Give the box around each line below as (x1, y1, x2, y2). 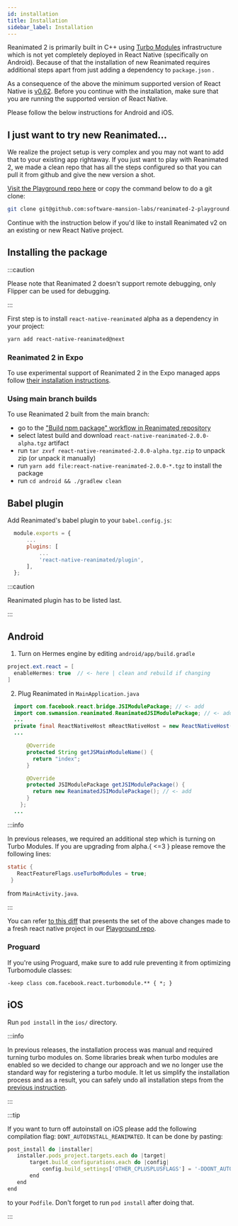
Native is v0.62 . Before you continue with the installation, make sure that (7, 87, 219, 96)
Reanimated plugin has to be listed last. (7, 596, 122, 605)
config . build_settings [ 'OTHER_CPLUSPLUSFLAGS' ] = (42, 1166, 192, 1173)
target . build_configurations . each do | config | (29, 1159, 170, 1166)
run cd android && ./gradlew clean (17, 477, 122, 485)
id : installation (7, 10, 59, 18)
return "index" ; (33, 755, 81, 763)
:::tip (7, 1110, 21, 1119)
